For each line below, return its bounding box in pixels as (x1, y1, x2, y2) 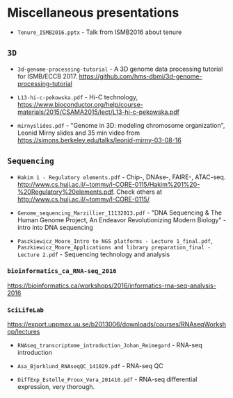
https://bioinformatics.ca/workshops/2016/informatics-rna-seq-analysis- (7, 281, 217, 290)
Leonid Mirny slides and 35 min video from (17, 128, 140, 137)
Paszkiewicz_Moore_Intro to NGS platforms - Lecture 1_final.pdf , (17, 236, 213, 244)
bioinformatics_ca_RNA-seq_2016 (7, 267, 117, 275)
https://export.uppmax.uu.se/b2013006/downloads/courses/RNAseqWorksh (7, 320, 226, 329)
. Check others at (113, 188, 162, 196)
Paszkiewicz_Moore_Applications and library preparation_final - (17, 244, 211, 251)
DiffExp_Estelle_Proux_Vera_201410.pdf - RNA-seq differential (17, 375, 198, 383)
